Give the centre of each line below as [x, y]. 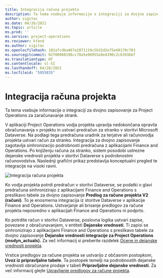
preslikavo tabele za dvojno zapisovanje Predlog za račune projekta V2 [77, 195]
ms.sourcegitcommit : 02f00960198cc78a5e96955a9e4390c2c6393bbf [70, 55]
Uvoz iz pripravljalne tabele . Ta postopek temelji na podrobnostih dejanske [81, 260]
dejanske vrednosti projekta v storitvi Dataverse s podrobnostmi [69, 155]
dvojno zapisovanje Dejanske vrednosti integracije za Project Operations [79, 235]
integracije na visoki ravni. [31, 166]
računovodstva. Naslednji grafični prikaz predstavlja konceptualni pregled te [81, 161]
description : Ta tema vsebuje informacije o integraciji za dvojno [75, 14]
